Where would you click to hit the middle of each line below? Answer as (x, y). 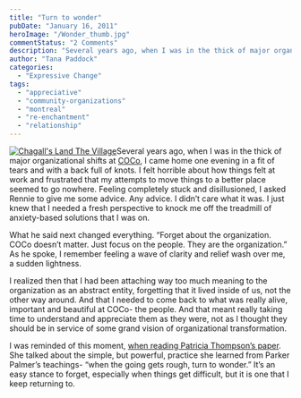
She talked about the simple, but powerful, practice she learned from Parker (150, 355)
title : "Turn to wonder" (56, 17)
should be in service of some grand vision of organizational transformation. (148, 328)
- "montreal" (42, 109)
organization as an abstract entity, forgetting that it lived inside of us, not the (150, 290)
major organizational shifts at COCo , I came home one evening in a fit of (142, 161)
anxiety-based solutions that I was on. (80, 217)
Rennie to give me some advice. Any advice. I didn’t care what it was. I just (147, 199)
